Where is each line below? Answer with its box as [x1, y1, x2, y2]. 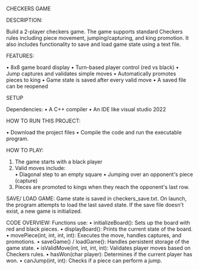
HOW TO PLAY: [6, 147, 44, 153]
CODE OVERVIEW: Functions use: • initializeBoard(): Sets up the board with [6, 219, 190, 226]
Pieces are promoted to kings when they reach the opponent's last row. [14, 184, 190, 190]
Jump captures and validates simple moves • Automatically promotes [6, 70, 176, 77]
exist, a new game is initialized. [6, 208, 82, 215]
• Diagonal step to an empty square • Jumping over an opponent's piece [14, 171, 193, 178]
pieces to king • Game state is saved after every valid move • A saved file [6, 77, 187, 83]
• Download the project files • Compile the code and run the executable [6, 129, 182, 136]
